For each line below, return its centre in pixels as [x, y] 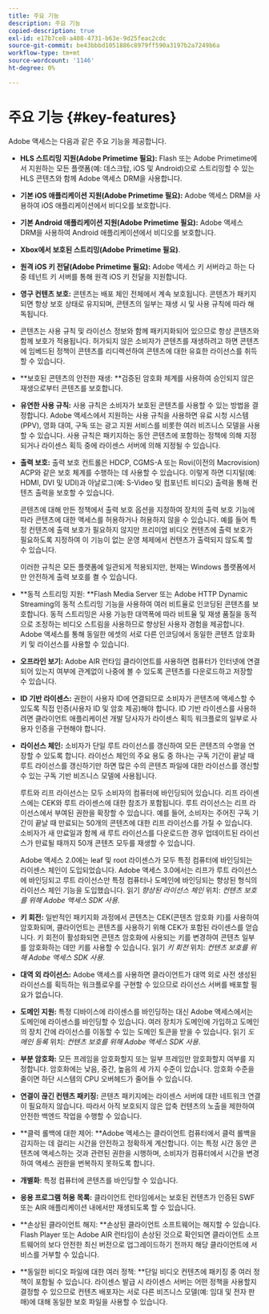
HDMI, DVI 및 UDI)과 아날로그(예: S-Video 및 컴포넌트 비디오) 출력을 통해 [134, 482]
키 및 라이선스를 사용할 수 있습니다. [74, 644]
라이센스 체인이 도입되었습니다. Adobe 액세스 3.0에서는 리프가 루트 [124, 870]
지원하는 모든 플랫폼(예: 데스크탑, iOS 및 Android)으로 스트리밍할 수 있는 [141, 168]
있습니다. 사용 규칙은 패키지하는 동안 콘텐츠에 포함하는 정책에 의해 [140, 435]
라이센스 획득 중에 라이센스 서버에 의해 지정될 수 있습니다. [131, 445]
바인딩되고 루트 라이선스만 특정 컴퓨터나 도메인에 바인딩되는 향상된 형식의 [143, 879]
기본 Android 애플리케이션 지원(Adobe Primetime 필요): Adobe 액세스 [132, 222]
